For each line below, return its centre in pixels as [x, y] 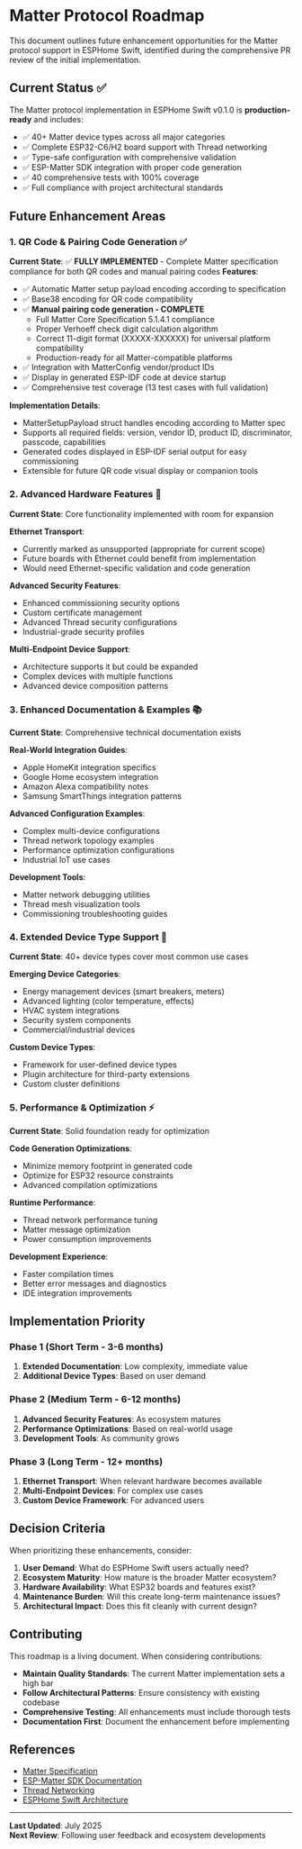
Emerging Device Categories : [65, 974]
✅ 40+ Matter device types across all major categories [124, 137]
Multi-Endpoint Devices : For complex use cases [113, 1491]
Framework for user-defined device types [99, 1065]
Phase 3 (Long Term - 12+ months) [86, 1462]
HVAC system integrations [71, 1011]
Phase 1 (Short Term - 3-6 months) [86, 1346]
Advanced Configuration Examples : [77, 814]
